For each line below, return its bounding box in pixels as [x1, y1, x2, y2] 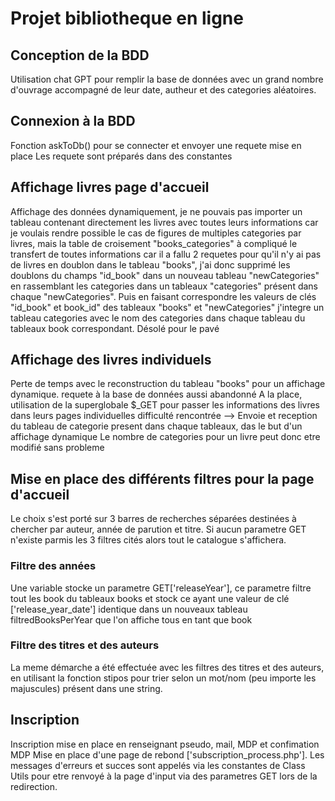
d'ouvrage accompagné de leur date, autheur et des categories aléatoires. [10, 84, 317, 96]
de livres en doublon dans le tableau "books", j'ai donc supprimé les [10, 258, 291, 271]
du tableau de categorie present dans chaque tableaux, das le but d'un [10, 420, 303, 432]
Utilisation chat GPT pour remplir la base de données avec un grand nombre [10, 73, 324, 85]
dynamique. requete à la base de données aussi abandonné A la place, [10, 388, 303, 401]
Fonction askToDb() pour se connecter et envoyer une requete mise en [10, 139, 302, 151]
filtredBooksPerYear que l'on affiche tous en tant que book [10, 613, 253, 626]
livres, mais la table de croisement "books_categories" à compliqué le [10, 237, 298, 249]
